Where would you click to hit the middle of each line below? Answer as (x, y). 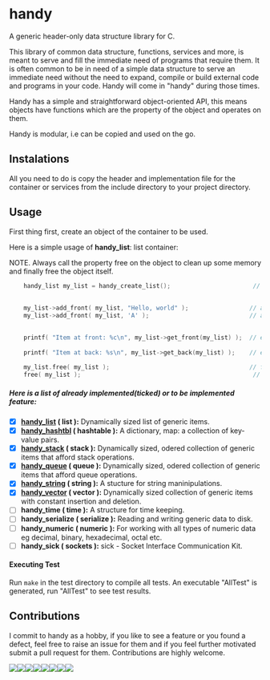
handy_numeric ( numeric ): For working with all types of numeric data (138, 528)
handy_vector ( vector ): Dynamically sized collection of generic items (137, 492)
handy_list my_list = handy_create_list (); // (142, 285)
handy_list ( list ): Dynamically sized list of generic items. (115, 422)
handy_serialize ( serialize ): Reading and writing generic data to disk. (137, 519)
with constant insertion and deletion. (81, 501)
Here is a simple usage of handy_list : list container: (94, 247)
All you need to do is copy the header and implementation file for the (122, 178)
